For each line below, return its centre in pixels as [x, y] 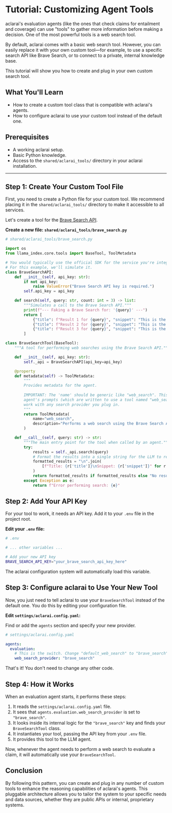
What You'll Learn [34, 93]
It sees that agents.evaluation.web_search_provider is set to [76, 712]
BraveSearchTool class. [37, 728]
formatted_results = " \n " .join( [67, 462]
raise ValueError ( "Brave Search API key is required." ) [93, 286]
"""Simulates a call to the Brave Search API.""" [78, 305]
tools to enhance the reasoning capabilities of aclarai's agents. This [77, 788]
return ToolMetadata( [47, 414]
